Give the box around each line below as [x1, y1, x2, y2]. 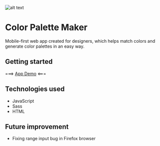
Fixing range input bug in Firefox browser [12, 136, 96, 142]
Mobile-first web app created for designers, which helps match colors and [5, 38, 156, 44]
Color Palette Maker [5, 22, 88, 33]
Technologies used [5, 85, 65, 93]
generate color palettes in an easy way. [5, 43, 85, 49]
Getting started [5, 58, 53, 66]
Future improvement [5, 122, 69, 131]
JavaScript [12, 98, 34, 104]
